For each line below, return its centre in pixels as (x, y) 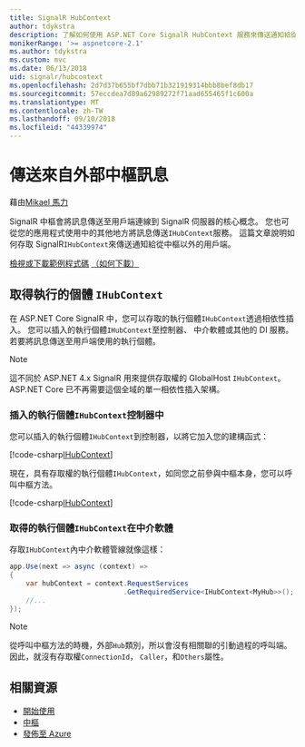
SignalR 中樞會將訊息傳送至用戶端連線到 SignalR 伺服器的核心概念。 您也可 (149, 221)
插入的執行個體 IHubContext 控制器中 (87, 415)
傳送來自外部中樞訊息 (89, 176)
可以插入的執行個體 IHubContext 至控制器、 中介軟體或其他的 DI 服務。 (164, 329)
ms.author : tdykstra (49, 52)
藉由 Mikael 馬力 (39, 201)
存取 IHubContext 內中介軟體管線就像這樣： (88, 549)
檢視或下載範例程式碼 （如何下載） (74, 263)
